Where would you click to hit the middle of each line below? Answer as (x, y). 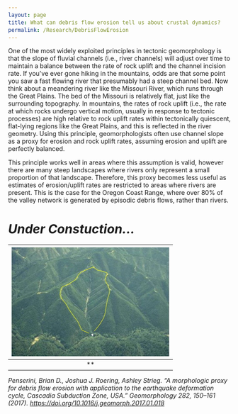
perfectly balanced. (36, 149)
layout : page (27, 15)
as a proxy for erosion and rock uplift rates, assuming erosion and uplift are (118, 141)
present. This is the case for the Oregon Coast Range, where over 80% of (115, 193)
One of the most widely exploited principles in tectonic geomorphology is (115, 51)
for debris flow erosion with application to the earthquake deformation (111, 388)
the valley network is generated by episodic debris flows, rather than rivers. (118, 200)
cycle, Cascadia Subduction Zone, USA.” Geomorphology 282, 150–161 (112, 395)
